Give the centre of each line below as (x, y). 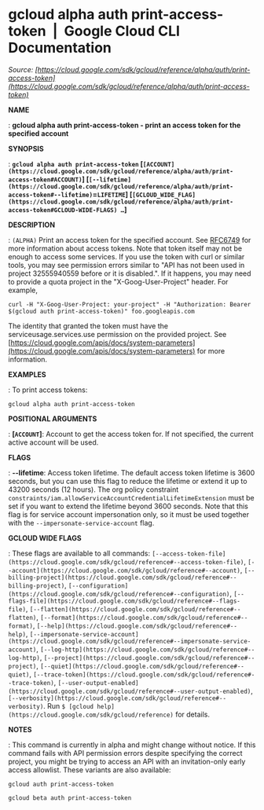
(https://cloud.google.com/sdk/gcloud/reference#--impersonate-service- (130, 641)
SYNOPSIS (26, 148)
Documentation (60, 48)
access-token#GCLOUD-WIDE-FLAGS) (63, 210)
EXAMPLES (27, 374)
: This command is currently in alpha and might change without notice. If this (132, 745)
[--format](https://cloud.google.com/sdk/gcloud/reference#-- (144, 618)
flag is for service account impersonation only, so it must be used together (129, 514)
